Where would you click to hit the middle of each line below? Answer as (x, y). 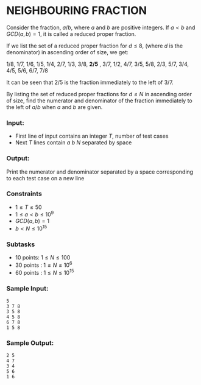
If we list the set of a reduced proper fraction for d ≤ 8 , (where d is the (95, 46)
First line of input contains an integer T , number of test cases (92, 136)
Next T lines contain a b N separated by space (73, 143)
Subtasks (21, 244)
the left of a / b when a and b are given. (55, 107)
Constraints (24, 194)
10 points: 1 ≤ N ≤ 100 (43, 258)
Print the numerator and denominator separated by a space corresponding (100, 172)
